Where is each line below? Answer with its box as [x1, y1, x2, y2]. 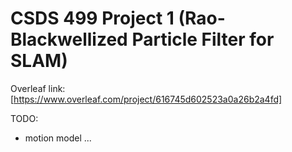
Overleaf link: [10, 82, 66, 94]
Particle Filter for [131, 28, 275, 51]
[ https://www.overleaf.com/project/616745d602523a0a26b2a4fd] [10, 93, 283, 105]
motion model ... [24, 132, 92, 144]
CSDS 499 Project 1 [10, 7, 175, 30]
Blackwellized [10, 28, 128, 51]
